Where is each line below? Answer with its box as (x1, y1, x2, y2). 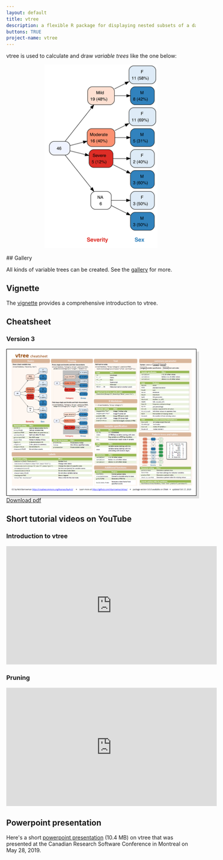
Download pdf (6, 496, 41, 504)
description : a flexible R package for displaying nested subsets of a (6, 22, 189, 28)
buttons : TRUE (6, 29, 42, 35)
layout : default (6, 10, 47, 16)
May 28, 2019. (6, 846, 41, 853)
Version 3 (6, 335, 35, 343)
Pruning (6, 674, 30, 682)
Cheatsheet (6, 317, 51, 327)
